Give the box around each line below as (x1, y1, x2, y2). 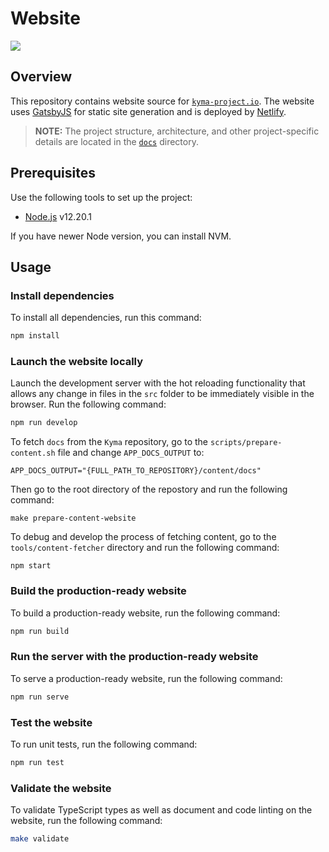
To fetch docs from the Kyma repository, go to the (10, 436, 209, 448)
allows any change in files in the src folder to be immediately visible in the (10, 388, 315, 400)
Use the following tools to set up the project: (10, 191, 193, 203)
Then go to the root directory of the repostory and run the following (10, 483, 288, 496)
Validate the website (10, 781, 112, 795)
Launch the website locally (10, 355, 144, 369)
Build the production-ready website (10, 584, 187, 598)
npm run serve (10, 692, 70, 702)
